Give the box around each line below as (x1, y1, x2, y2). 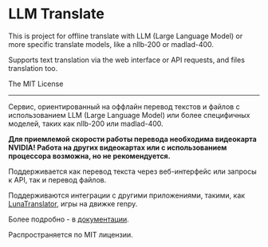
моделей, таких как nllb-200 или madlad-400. (8, 119, 164, 128)
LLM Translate (8, 5, 105, 23)
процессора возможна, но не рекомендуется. (8, 151, 171, 160)
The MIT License (8, 79, 64, 88)
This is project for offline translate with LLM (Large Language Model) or (8, 31, 243, 41)
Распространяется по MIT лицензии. (8, 229, 133, 239)
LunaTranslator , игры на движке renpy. (8, 198, 138, 208)
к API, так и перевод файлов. (8, 174, 107, 184)
